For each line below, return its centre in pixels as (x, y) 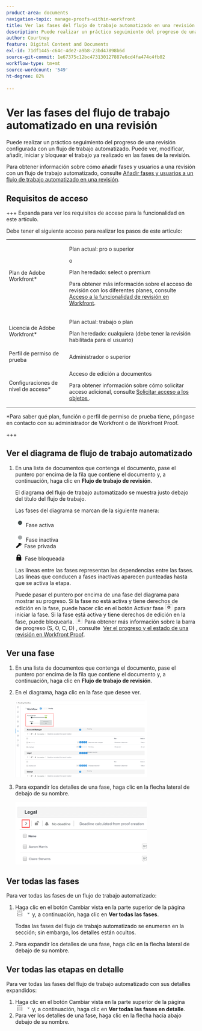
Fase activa (40, 525)
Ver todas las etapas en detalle (65, 969)
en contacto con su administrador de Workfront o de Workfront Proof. (93, 423)
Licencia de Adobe (32, 328)
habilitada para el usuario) (101, 340)
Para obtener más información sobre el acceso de (130, 284)
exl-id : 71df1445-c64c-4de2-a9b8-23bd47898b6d (66, 51)
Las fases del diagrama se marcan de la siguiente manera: (87, 510)
